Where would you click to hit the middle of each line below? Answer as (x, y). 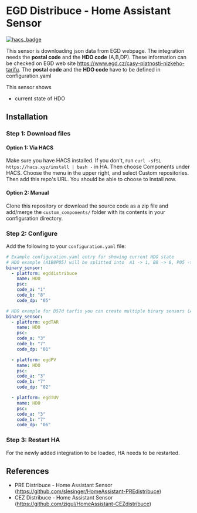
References (28, 471)
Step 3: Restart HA (33, 440)
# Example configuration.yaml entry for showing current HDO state (90, 257)
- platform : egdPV (34, 360)
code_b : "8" (31, 295)
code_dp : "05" (34, 300)
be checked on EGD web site (41, 63)
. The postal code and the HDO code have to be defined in (90, 69)
